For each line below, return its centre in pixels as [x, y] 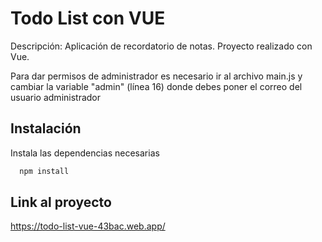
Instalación [46, 128]
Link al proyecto [61, 202]
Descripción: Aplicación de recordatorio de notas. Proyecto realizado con [161, 46]
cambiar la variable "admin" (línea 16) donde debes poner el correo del [156, 86]
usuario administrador [56, 97]
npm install [44, 171]
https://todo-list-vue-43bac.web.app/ [88, 226]
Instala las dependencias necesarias [85, 153]
